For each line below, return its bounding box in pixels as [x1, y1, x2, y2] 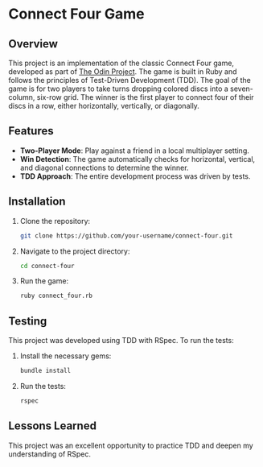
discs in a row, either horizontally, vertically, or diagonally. [8, 101, 199, 110]
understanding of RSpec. [8, 448, 91, 459]
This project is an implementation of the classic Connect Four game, [8, 58, 235, 68]
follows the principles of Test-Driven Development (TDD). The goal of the [8, 76, 251, 85]
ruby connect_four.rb [19, 291, 92, 300]
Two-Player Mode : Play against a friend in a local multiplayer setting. [19, 146, 249, 155]
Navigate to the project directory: [19, 246, 130, 256]
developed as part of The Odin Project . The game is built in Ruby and [8, 67, 237, 76]
